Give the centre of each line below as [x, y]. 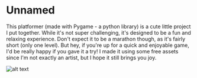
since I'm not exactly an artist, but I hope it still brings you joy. [81, 57]
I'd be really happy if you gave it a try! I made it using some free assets [92, 51]
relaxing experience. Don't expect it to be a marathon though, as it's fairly [96, 39]
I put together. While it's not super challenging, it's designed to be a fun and [98, 32]
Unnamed [30, 10]
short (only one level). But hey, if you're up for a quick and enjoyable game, [98, 45]
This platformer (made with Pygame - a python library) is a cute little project [98, 26]
